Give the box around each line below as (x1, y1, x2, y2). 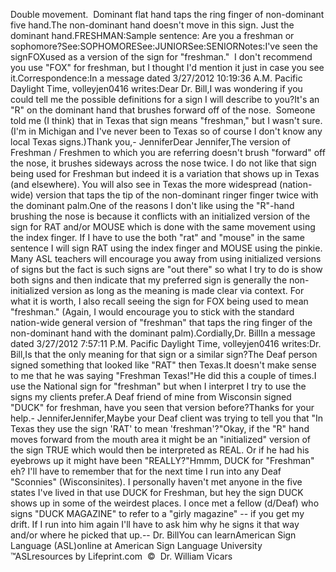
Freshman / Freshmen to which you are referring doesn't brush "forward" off (10, 147, 326, 158)
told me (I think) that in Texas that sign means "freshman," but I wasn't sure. (10, 115, 323, 126)
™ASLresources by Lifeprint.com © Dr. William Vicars (10, 550, 233, 562)
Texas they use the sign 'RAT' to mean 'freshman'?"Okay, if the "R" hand (10, 423, 310, 434)
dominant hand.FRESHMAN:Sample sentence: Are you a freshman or (10, 30, 295, 41)
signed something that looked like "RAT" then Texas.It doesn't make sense (10, 359, 317, 371)
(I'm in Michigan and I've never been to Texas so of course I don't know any (10, 125, 323, 137)
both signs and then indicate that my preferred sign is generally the (10, 274, 288, 286)
